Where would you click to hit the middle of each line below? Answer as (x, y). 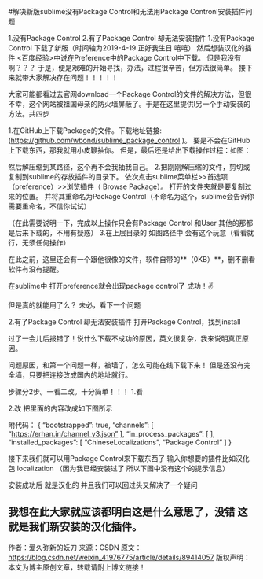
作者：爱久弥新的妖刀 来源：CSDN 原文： (75, 547)
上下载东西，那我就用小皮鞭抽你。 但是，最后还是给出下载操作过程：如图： (130, 150)
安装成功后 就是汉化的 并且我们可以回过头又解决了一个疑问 (103, 485)
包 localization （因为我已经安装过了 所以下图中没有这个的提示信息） (119, 468)
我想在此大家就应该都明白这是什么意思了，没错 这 (128, 513)
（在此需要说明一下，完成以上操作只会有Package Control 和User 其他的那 (127, 223)
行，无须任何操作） (39, 243)
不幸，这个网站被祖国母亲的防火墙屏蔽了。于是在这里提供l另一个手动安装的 (130, 104)
